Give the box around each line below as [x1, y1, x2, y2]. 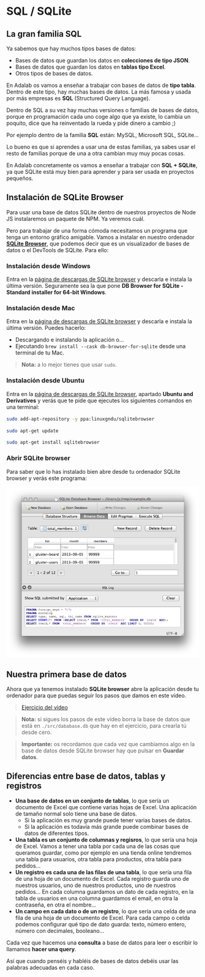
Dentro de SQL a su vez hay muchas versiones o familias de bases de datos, [6, 107, 199, 114]
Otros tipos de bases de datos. [15, 70, 93, 77]
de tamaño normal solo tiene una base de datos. [15, 810, 138, 817]
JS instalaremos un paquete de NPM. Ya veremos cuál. [6, 215, 145, 222]
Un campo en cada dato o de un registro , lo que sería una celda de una [15, 907, 196, 915]
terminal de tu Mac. [15, 349, 65, 356]
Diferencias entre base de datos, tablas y [6, 771, 166, 782]
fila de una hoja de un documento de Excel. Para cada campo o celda [15, 914, 190, 921]
